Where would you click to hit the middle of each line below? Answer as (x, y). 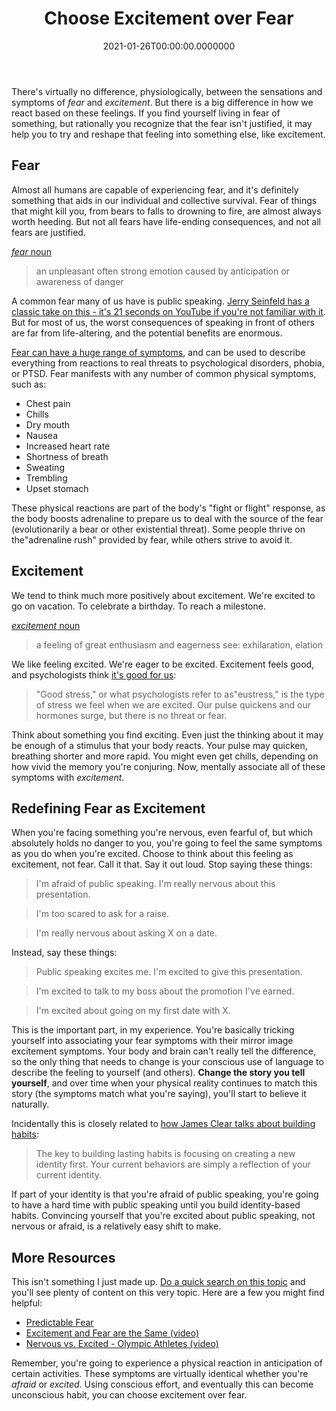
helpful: (27, 1303)
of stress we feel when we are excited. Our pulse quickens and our (173, 704)
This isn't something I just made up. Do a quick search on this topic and (158, 1282)
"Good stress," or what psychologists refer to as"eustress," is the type (180, 694)
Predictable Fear (59, 1323)
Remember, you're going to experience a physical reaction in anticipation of (167, 1363)
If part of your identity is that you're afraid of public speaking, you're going (165, 1194)
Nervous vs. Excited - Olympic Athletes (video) (122, 1344)
